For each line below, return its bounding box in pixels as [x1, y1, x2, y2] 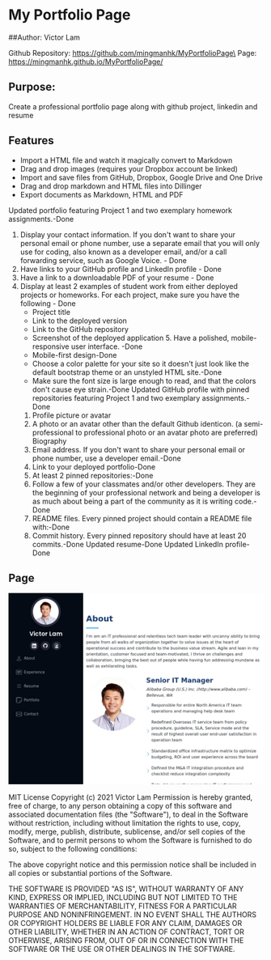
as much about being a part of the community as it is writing [32, 496, 233, 506]
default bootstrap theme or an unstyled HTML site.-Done [32, 367, 222, 377]
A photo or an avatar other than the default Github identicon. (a [32, 418, 243, 428]
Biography [32, 435, 67, 446]
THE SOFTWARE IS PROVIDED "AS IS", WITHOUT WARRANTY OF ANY [8, 884, 244, 894]
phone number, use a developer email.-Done [32, 453, 182, 463]
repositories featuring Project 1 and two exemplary [32, 393, 201, 402]
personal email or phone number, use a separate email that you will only [19, 238, 260, 248]
